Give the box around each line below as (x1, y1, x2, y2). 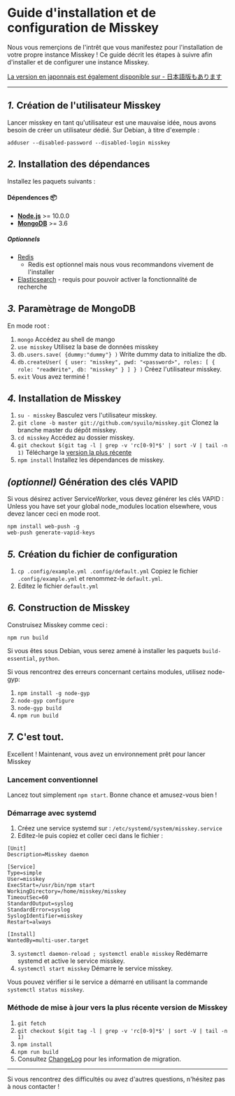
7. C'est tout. (7, 731, 64, 744)
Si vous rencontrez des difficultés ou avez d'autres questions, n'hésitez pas (7, 1074, 225, 1083)
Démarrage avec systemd (7, 808, 97, 818)
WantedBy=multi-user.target (7, 937, 90, 944)
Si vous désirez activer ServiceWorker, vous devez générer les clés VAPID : (7, 495, 224, 503)
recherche (17, 282, 48, 291)
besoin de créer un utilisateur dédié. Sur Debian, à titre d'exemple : (7, 125, 200, 134)
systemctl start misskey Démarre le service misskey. (17, 964, 173, 973)
